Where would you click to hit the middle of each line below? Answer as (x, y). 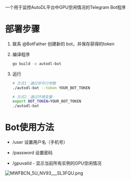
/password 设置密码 (32, 153)
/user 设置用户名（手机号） (40, 142)
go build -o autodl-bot (37, 63)
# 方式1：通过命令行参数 (34, 83)
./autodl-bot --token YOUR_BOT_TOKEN (51, 88)
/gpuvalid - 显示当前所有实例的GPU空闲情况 (57, 163)
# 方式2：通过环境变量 (32, 97)
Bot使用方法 (30, 127)
